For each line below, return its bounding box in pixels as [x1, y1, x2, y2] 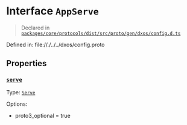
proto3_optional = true [14, 112, 71, 119]
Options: [6, 100, 28, 108]
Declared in [21, 24, 50, 31]
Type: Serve [6, 88, 36, 96]
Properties [6, 58, 47, 69]
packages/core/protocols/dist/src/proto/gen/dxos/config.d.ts [21, 30, 181, 37]
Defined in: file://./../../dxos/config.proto [6, 41, 105, 48]
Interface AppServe [6, 4, 100, 18]
